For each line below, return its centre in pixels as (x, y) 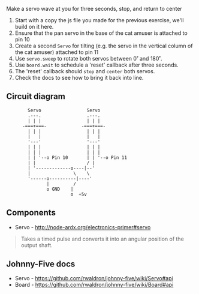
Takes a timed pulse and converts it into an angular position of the (102, 239)
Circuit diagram (36, 96)
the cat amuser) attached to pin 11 (57, 52)
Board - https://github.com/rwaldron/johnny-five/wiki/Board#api (94, 285)
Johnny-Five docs (41, 264)
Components (31, 213)
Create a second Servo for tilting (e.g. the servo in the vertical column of (104, 46)
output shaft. (37, 245)
